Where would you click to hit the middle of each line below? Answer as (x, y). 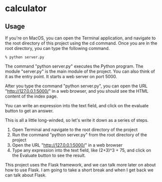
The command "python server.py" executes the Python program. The (74, 66)
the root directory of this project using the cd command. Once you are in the (81, 43)
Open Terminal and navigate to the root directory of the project (75, 130)
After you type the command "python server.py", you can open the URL (76, 86)
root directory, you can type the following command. (57, 48)
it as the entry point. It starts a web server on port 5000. (61, 76)
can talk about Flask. (26, 175)
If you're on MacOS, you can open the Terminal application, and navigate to (81, 38)
